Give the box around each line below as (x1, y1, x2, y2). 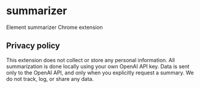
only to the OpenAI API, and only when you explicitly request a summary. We (6, 69, 194, 76)
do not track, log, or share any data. (6, 75, 94, 82)
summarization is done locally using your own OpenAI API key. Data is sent (6, 63, 190, 70)
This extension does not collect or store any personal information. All (6, 56, 175, 63)
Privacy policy (6, 41, 61, 51)
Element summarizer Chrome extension (6, 24, 103, 31)
